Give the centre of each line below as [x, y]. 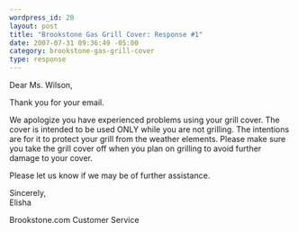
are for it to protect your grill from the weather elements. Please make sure [148, 139]
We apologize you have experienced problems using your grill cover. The [145, 120]
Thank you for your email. [57, 103]
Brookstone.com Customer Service [74, 220]
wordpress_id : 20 [42, 18]
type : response [38, 59]
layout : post [34, 26]
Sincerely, [28, 193]
